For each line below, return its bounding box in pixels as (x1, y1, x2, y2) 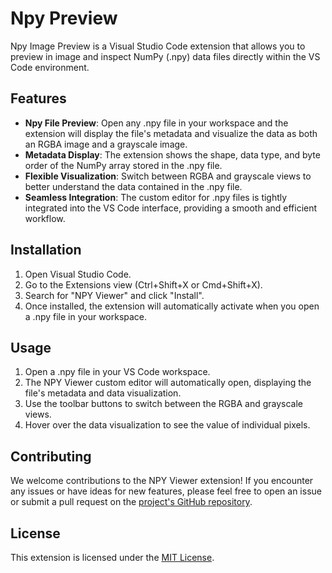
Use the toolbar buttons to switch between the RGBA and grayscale (24, 398, 303, 410)
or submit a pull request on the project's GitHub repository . (10, 496, 253, 508)
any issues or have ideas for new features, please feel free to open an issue (10, 485, 322, 497)
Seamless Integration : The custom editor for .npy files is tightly (24, 191, 288, 203)
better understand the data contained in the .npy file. (24, 180, 243, 192)
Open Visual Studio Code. (24, 268, 132, 280)
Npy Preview (10, 7, 118, 30)
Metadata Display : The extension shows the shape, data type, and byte (24, 148, 321, 161)
